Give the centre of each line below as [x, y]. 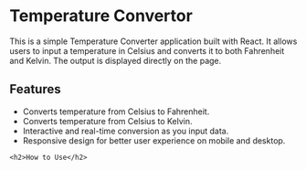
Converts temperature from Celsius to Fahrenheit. [116, 112]
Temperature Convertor [101, 16]
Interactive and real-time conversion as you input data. [126, 131]
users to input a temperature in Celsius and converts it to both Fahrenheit [147, 50]
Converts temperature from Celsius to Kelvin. [108, 121]
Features [35, 89]
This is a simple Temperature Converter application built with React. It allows [153, 41]
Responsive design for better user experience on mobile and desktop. [154, 140]
